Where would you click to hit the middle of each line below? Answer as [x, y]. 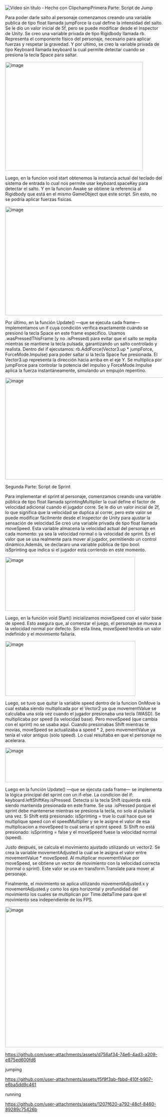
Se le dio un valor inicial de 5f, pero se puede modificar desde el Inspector [82, 28]
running [13, 1094]
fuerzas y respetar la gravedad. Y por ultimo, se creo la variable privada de [82, 44]
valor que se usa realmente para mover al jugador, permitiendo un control [81, 539]
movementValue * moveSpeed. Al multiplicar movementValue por [72, 858]
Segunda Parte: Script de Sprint [38, 487]
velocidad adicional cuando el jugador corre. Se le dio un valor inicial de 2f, [82, 507]
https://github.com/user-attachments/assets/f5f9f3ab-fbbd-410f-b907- [79, 1079]
